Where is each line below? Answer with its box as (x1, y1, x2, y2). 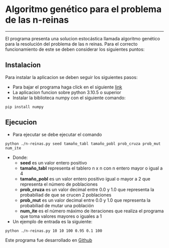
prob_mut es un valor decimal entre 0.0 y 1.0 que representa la (20, 197, 151, 203)
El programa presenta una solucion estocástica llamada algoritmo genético (5, 35, 160, 41)
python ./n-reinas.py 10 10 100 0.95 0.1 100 (5, 228, 102, 233)
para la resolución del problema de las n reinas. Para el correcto (5, 41, 138, 47)
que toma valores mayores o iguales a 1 (20, 213, 102, 219)
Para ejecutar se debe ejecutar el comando (12, 131, 102, 137)
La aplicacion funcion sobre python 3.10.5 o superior (12, 89, 122, 95)
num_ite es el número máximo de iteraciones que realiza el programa (20, 208, 164, 214)
